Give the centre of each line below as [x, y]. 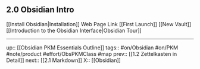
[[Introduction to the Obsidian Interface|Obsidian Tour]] [74, 30]
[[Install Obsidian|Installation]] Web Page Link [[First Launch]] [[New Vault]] [99, 24]
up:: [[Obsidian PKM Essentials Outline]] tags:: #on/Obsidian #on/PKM [92, 48]
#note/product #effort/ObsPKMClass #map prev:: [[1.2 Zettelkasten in [92, 54]
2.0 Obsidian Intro [40, 10]
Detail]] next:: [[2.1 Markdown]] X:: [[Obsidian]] [63, 60]
